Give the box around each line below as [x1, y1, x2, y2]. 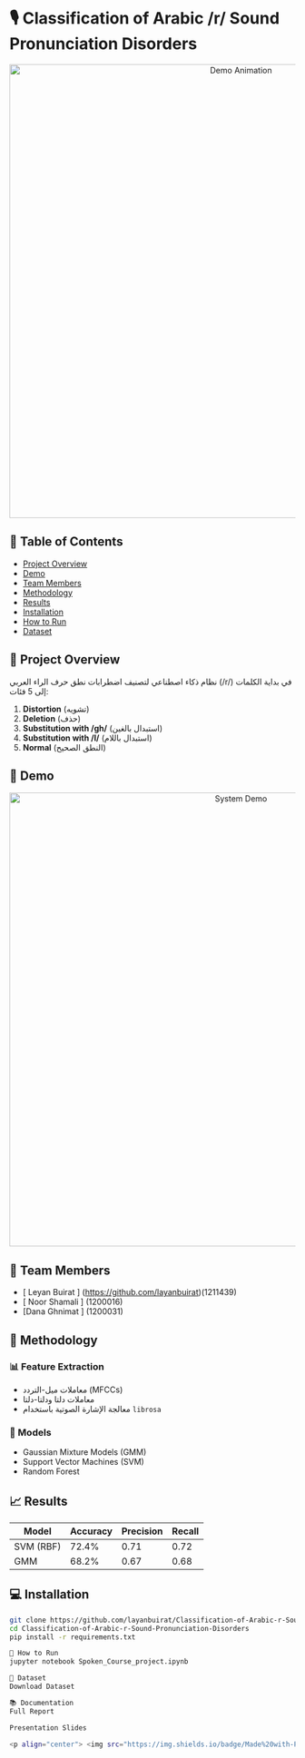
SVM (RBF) [14, 1540, 62, 1553]
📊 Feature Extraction [9, 1360, 104, 1372]
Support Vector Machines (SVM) [22, 1457, 145, 1468]
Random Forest [22, 1466, 80, 1477]
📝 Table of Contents [9, 534, 123, 550]
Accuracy [69, 1525, 113, 1537]
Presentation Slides [9, 1723, 88, 1733]
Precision [121, 1525, 163, 1537]
